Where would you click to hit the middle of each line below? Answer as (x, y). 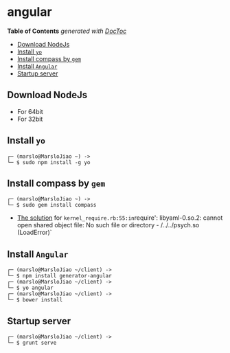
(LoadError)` (35, 232)
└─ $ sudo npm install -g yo (49, 162)
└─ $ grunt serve (32, 343)
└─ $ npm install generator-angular (59, 276)
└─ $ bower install (35, 300)
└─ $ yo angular (30, 288)
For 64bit (30, 111)
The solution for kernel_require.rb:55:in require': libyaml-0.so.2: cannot (120, 218)
